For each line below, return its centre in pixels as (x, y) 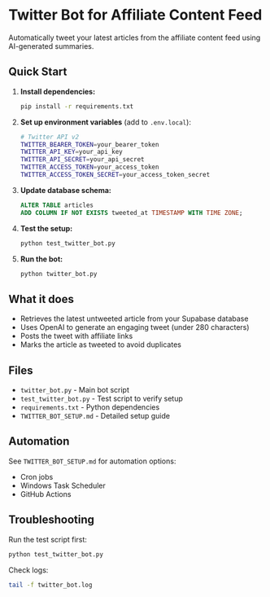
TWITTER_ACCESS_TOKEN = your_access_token (89, 167)
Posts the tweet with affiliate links (76, 336)
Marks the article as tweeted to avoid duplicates (100, 345)
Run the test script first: (48, 539)
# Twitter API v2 (50, 137)
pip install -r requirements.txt (77, 106)
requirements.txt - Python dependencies (90, 407)
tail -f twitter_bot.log (50, 585)
